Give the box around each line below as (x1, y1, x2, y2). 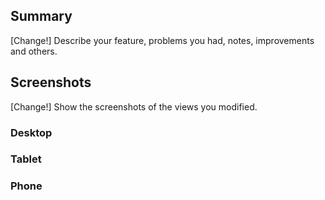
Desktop (10, 125, 53, 139)
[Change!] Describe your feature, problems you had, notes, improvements (10, 34, 315, 46)
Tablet (10, 152, 42, 166)
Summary (10, 8, 73, 25)
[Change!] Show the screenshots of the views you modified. (10, 100, 258, 113)
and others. (10, 45, 58, 57)
